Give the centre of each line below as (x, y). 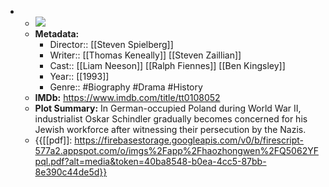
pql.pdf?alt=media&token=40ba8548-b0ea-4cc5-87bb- (150, 161)
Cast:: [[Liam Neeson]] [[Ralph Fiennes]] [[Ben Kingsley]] (167, 65)
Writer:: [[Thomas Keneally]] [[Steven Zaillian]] (145, 55)
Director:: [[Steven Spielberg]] (111, 44)
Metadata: (57, 34)
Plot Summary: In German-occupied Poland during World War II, (168, 108)
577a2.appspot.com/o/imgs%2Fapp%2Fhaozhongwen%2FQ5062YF (176, 150)
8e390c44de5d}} (71, 172)
